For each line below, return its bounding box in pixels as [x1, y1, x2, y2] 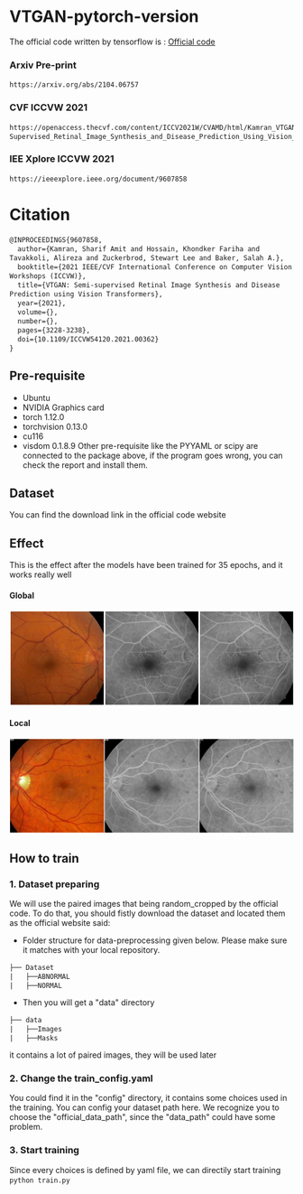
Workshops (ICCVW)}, [9, 271, 87, 281]
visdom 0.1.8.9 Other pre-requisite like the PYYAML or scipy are [22, 440, 259, 451]
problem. [9, 1122, 43, 1133]
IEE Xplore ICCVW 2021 [9, 153, 115, 165]
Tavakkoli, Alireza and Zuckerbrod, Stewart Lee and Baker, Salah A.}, [9, 253, 284, 263]
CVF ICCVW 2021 [9, 101, 88, 114]
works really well [9, 569, 72, 580]
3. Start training [9, 1144, 79, 1157]
